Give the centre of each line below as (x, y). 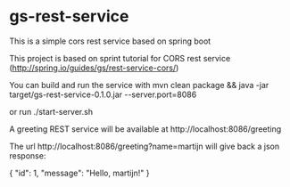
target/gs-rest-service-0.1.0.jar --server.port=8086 (103, 94)
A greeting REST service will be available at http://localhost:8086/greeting (145, 129)
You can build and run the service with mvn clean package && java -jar (139, 85)
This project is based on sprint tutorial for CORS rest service (120, 58)
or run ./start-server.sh (51, 111)
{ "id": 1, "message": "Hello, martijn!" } (79, 173)
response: (28, 155)
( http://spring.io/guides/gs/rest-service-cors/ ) (94, 68)
